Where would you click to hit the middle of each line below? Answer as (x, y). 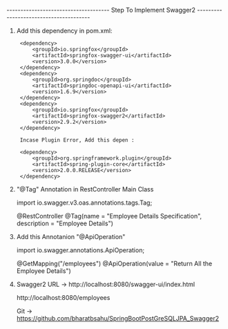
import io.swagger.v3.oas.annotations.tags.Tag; (84, 203)
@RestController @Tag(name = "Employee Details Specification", (109, 216)
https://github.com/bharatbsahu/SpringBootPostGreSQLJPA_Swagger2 (117, 318)
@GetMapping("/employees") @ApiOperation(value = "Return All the (114, 263)
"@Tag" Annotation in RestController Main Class (85, 189)
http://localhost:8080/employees (63, 298)
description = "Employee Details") (65, 223)
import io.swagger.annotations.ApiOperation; (80, 250)
